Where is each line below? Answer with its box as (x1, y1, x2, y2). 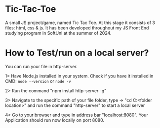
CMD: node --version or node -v (5, 78, 71, 84)
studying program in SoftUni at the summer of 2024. (5, 30, 112, 36)
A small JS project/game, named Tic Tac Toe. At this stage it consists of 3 (5, 20, 156, 26)
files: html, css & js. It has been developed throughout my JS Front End (5, 25, 149, 30)
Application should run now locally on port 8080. (5, 117, 105, 123)
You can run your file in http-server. (5, 63, 78, 69)
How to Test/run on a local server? (5, 48, 149, 58)
